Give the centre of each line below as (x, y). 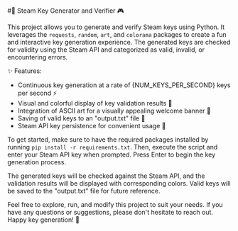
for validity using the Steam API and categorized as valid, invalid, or (106, 50)
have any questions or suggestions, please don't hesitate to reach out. (110, 212)
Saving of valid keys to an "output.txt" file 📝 (81, 118)
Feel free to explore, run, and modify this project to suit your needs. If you (115, 204)
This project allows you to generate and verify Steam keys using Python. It (116, 27)
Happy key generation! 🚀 (44, 220)
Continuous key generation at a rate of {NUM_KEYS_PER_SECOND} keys (124, 85)
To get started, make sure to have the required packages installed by (108, 140)
